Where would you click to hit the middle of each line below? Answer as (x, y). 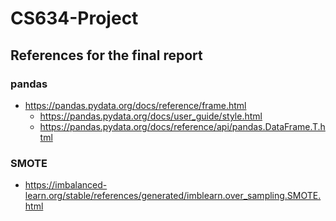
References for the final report (106, 55)
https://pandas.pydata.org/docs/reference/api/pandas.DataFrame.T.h (182, 126)
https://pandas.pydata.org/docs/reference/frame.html (135, 105)
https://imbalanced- (66, 185)
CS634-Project (74, 18)
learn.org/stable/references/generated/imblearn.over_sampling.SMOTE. (173, 196)
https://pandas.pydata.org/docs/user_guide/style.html (151, 116)
